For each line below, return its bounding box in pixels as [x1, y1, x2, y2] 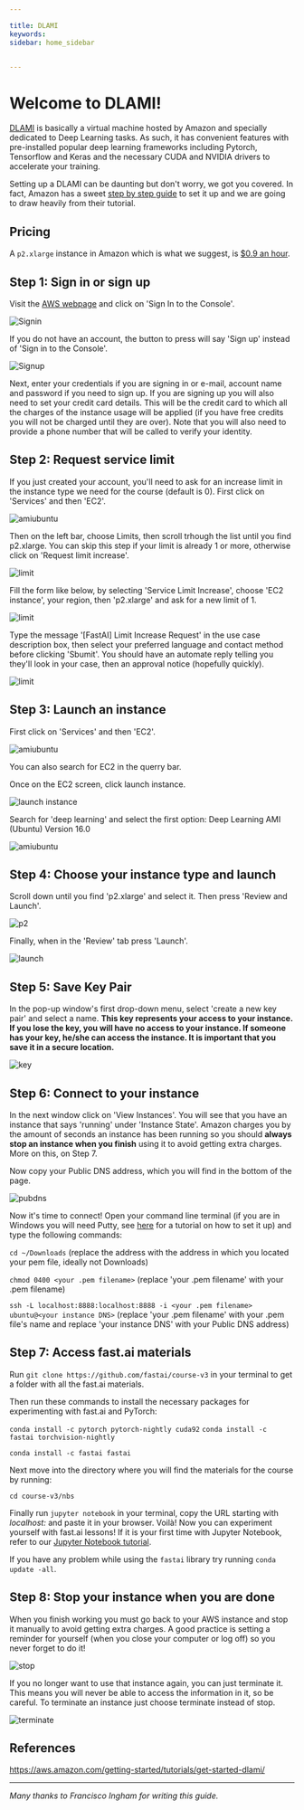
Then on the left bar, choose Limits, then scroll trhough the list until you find [9, 530, 291, 541]
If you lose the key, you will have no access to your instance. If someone [9, 1023, 287, 1034]
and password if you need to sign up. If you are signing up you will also [9, 387, 274, 398]
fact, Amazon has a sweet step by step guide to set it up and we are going [9, 188, 286, 199]
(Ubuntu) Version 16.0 [9, 823, 90, 834]
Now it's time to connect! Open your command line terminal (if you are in [9, 1210, 280, 1221]
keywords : [9, 29, 47, 39]
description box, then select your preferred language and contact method [9, 639, 284, 649]
